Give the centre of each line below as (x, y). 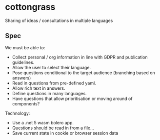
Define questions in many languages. (49, 93)
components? (26, 103)
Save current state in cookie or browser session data (65, 133)
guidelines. (23, 62)
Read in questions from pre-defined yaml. (54, 83)
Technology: (18, 113)
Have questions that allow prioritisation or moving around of (72, 99)
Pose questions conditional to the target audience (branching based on (83, 73)
